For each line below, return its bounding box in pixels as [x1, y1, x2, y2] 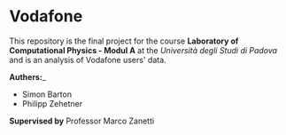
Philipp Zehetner [21, 98, 82, 108]
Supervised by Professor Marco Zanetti [9, 115, 155, 126]
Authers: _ [9, 71, 46, 82]
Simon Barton [21, 89, 73, 99]
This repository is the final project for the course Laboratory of [9, 36, 239, 46]
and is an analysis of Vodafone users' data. [9, 54, 166, 65]
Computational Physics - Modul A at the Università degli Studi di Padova [9, 44, 277, 55]
